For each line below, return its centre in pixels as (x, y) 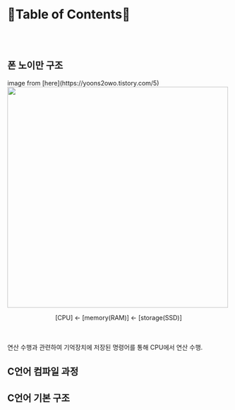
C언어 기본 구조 (39, 398)
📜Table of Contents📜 (69, 14)
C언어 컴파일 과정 (43, 371)
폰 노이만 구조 (35, 65)
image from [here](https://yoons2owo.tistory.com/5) (83, 83)
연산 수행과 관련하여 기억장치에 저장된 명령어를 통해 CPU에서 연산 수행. (105, 347)
